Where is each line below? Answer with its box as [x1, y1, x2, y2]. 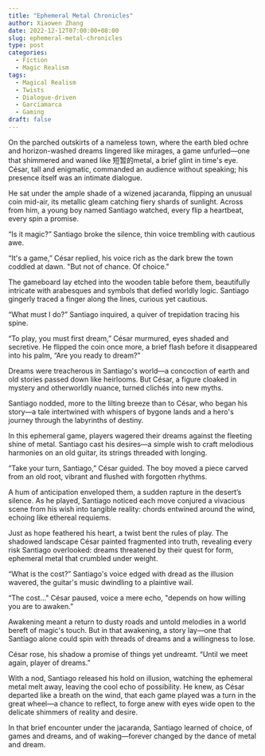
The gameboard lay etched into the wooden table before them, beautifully [8, 277, 251, 287]
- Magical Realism [15, 78, 77, 86]
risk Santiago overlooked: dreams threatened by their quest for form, [8, 544, 234, 555]
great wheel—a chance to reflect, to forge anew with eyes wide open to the [8, 699, 255, 708]
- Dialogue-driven [15, 93, 77, 101]
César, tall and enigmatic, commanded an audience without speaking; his [8, 164, 248, 174]
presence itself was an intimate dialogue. [8, 172, 143, 182]
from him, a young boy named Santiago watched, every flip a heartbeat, [8, 205, 244, 215]
